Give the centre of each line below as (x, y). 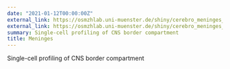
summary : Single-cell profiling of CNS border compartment (93, 32)
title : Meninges (30, 39)
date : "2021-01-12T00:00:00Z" (50, 13)
